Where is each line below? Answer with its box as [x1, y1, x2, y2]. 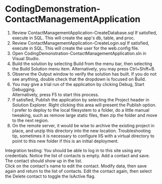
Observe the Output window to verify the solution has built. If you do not [12, 71, 157, 77]
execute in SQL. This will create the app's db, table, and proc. [12, 35, 135, 41]
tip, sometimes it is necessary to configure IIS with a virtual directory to [12, 133, 155, 139]
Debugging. [12, 86, 36, 92]
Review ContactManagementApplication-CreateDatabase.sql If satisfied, [12, 30, 158, 35]
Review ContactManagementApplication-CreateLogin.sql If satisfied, [12, 40, 149, 46]
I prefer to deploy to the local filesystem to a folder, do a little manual [12, 107, 149, 113]
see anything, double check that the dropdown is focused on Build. [12, 76, 146, 82]
